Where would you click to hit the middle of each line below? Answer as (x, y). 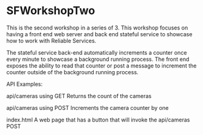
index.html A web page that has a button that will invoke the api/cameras (98, 120)
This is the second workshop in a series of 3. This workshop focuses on (97, 28)
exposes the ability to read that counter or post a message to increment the (101, 66)
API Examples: (25, 84)
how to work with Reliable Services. (52, 40)
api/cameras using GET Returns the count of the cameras (79, 96)
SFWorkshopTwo (51, 11)
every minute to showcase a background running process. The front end (98, 59)
